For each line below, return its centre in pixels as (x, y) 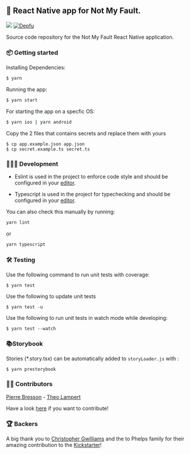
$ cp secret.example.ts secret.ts (48, 149)
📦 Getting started (32, 52)
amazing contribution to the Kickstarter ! (54, 445)
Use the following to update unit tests (51, 296)
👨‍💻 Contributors (30, 384)
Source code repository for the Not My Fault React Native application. (90, 37)
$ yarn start (22, 100)
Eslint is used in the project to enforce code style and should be (91, 177)
